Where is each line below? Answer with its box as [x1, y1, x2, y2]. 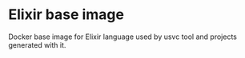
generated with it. [8, 40, 66, 49]
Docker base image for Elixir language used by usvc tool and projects [8, 32, 238, 41]
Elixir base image [8, 6, 124, 24]
